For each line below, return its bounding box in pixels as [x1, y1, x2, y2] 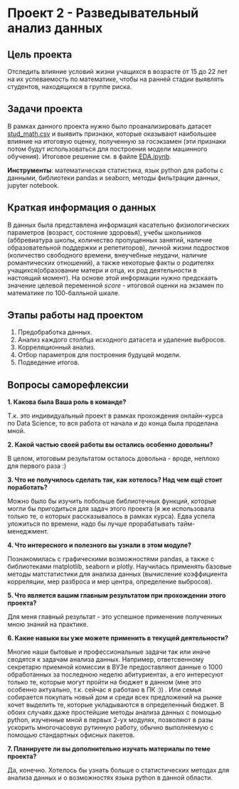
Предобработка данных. [17, 328, 92, 337]
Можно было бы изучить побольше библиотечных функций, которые [7, 497, 217, 506]
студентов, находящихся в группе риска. [7, 83, 132, 90]
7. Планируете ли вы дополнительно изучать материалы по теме [7, 745, 211, 753]
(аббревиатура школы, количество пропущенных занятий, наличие [7, 235, 213, 244]
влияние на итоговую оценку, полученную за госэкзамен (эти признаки [7, 137, 226, 145]
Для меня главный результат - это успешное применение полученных [7, 613, 223, 621]
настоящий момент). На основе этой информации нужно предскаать [7, 273, 218, 282]
